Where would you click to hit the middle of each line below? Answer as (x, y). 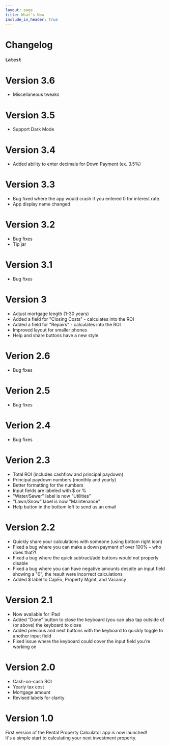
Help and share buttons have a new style (55, 336)
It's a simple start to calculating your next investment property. (71, 738)
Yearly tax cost (28, 687)
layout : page (19, 10)
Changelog (29, 45)
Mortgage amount (32, 692)
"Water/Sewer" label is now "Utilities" (52, 496)
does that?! (24, 552)
